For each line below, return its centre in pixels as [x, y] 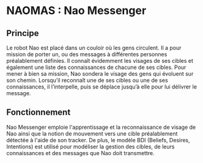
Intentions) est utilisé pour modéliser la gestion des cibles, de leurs [90, 147]
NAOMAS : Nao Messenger [76, 11]
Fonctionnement [39, 113]
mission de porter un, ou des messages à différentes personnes [87, 54]
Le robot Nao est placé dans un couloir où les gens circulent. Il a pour [94, 48]
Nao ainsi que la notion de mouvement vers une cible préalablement [92, 133]
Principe [23, 33]
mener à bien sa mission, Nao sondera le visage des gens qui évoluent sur [100, 74]
